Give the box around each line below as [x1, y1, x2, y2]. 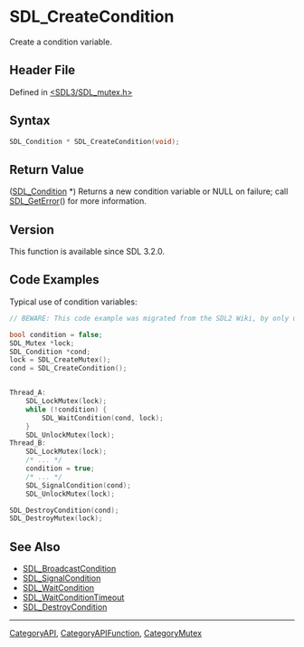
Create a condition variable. [9, 36, 113, 47]
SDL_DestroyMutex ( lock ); [9, 514, 103, 523]
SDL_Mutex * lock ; [9, 338, 75, 348]
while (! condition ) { [25, 405, 107, 414]
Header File [9, 63, 76, 78]
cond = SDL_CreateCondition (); [9, 364, 128, 373]
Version [9, 222, 54, 237]
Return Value [9, 161, 84, 178]
